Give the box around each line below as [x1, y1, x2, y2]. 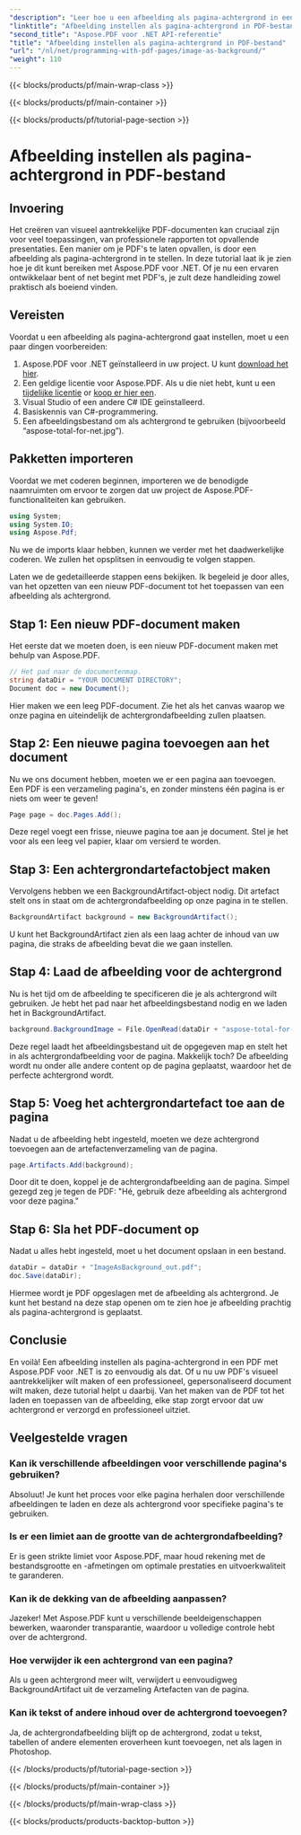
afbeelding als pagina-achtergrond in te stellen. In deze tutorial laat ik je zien [9, 253, 292, 263]
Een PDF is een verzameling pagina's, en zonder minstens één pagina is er [9, 783, 285, 794]
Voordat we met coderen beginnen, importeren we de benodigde [9, 475, 249, 486]
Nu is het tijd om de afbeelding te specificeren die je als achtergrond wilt [9, 988, 278, 999]
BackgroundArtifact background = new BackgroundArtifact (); [9, 913, 239, 922]
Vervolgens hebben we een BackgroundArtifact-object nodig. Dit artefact [9, 886, 279, 896]
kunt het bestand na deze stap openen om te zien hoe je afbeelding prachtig [9, 1297, 292, 1308]
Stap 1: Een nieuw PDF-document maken [9, 616, 241, 631]
